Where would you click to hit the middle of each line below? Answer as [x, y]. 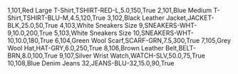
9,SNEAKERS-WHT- [168, 25]
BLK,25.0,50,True [33, 25]
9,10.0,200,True [30, 33]
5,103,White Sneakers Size [93, 33]
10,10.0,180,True [30, 41]
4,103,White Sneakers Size [98, 25]
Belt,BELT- [180, 48]
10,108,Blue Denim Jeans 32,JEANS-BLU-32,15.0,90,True [91, 63]
